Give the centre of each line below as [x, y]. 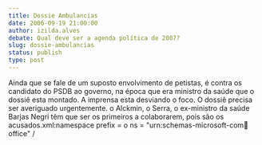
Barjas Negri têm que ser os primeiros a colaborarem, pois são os [116, 116]
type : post [26, 61]
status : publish [35, 53]
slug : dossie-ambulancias [51, 45]
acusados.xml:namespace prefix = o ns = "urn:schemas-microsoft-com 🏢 [129, 125]
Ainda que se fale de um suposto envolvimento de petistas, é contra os [125, 82]
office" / [22, 133]
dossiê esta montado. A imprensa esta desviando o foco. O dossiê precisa [131, 100]
